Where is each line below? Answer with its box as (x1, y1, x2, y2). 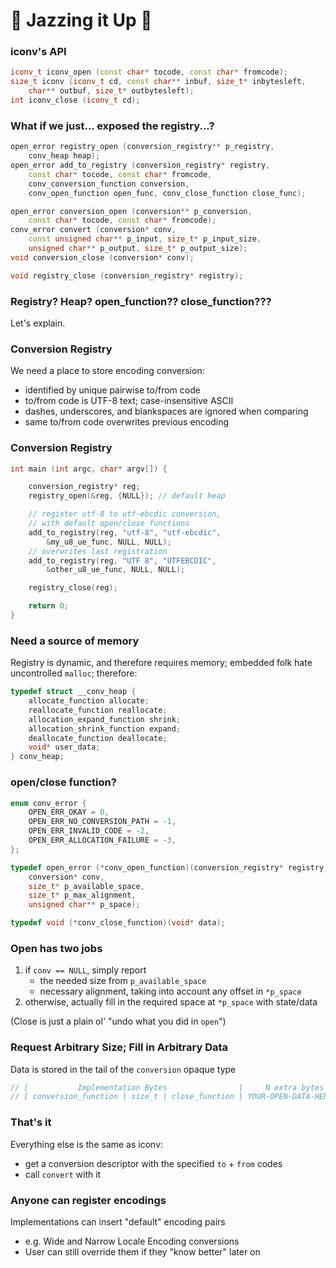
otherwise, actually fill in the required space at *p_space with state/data (24, 996, 318, 1008)
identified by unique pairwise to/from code (24, 384, 201, 396)
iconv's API (10, 45, 67, 59)
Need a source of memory (10, 634, 140, 648)
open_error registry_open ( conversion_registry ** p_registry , (10, 142, 275, 152)
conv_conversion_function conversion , (28, 179, 190, 189)
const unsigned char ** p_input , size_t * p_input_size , (28, 234, 262, 244)
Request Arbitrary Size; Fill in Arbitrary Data (10, 1040, 229, 1054)
